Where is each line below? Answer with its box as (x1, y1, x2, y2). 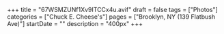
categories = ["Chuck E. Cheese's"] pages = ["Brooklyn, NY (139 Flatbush (7, 13, 216, 21)
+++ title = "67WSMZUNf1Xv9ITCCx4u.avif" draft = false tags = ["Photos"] (7, 6, 219, 13)
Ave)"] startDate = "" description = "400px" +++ (7, 20, 143, 27)
